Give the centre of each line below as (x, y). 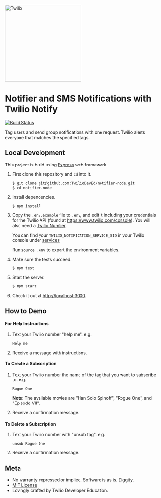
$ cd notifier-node (32, 188)
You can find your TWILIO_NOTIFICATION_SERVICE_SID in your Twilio (78, 235)
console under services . (36, 240)
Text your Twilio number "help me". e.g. (52, 334)
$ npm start (24, 286)
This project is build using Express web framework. (57, 165)
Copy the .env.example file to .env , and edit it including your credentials (84, 215)
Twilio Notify (31, 109)
